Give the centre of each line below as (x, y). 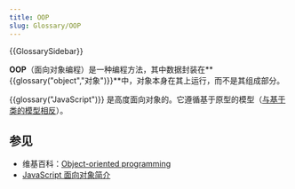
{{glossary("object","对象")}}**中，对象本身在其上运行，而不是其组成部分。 (147, 80)
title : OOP (29, 17)
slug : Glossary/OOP (45, 26)
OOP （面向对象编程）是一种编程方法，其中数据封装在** (111, 69)
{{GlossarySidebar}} (47, 51)
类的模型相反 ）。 (39, 110)
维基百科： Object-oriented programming (96, 164)
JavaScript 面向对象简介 (66, 175)
